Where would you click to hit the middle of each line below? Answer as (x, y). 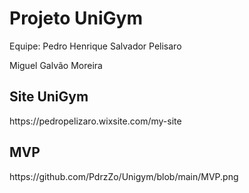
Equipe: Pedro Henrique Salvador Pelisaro (95, 46)
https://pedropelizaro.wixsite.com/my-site (95, 121)
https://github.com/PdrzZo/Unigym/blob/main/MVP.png (124, 176)
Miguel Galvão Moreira (56, 65)
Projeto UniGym (76, 18)
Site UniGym (49, 97)
